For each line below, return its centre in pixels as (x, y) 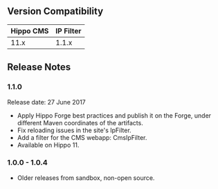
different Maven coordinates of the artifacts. (80, 123)
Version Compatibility (55, 11)
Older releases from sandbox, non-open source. (86, 178)
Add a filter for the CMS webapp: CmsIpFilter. (82, 137)
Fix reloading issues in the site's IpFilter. (74, 130)
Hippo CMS (30, 30)
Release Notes (39, 67)
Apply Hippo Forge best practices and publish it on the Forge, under (114, 115)
